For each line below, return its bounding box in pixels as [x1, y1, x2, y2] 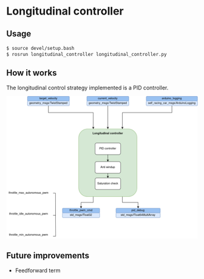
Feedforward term [15, 266, 61, 274]
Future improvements [6, 250, 90, 261]
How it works [6, 68, 57, 78]
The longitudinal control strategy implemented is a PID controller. [6, 84, 169, 91]
